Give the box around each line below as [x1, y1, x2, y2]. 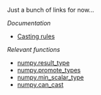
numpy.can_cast [16, 81, 64, 88]
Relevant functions [7, 46, 60, 53]
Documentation [7, 19, 52, 27]
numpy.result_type [16, 59, 70, 67]
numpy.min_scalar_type [16, 73, 85, 81]
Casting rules [16, 32, 55, 40]
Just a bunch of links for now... [7, 6, 95, 14]
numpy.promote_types [16, 66, 81, 74]
